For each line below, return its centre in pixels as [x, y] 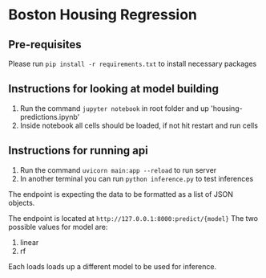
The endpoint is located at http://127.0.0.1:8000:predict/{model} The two [133, 218]
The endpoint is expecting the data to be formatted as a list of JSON [121, 194]
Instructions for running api [78, 151]
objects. [22, 202]
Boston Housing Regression [103, 15]
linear [29, 242]
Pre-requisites [45, 45]
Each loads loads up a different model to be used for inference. [113, 266]
